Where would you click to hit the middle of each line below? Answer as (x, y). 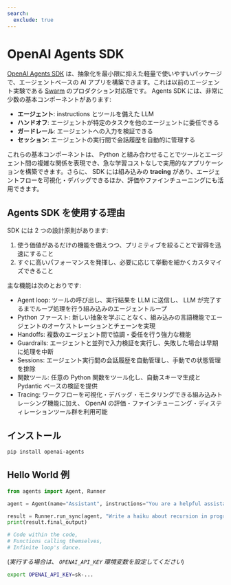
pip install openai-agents (46, 452)
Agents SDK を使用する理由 (66, 213)
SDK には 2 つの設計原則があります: (58, 230)
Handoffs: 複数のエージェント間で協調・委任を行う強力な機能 (104, 335)
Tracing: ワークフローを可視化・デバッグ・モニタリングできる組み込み (117, 395)
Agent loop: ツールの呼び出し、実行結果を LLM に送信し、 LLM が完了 (116, 300)
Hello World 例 (38, 475)
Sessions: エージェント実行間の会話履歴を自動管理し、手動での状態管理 (119, 360)
